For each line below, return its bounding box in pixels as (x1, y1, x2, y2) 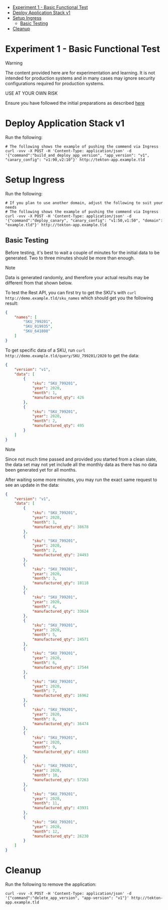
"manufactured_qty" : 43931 (32, 806, 89, 811)
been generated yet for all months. (5, 467, 77, 473)
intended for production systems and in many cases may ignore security (5, 75, 155, 81)
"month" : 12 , (32, 829, 59, 834)
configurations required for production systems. (5, 80, 105, 86)
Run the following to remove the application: (5, 881, 97, 887)
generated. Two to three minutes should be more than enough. (5, 254, 135, 261)
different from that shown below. (5, 280, 73, 286)
